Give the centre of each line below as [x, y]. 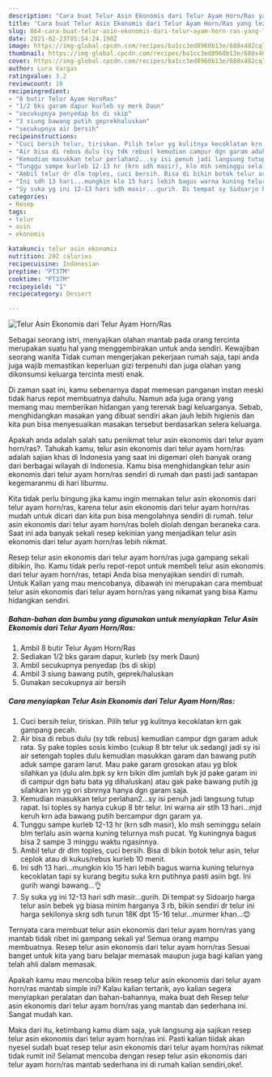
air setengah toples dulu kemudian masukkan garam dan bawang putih [138, 756]
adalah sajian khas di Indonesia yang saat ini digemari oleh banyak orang [130, 458]
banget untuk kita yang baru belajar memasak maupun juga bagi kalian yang [136, 956]
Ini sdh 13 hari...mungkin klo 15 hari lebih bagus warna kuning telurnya [137, 868]
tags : [17, 211]
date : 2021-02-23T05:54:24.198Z [63, 38]
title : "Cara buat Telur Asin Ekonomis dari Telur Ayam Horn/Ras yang [130, 23]
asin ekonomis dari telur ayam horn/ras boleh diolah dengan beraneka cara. [134, 525]
